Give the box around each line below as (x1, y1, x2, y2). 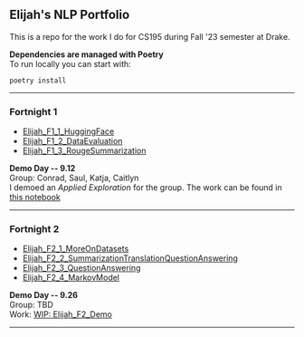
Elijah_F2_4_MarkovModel (22, 272, 120, 284)
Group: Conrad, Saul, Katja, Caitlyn (9, 172, 139, 184)
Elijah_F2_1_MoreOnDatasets (22, 244, 129, 255)
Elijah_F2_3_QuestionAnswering (22, 263, 141, 274)
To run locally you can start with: (9, 58, 131, 69)
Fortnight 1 (9, 105, 58, 118)
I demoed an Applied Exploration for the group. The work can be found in (9, 182, 282, 193)
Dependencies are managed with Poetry (9, 49, 165, 60)
